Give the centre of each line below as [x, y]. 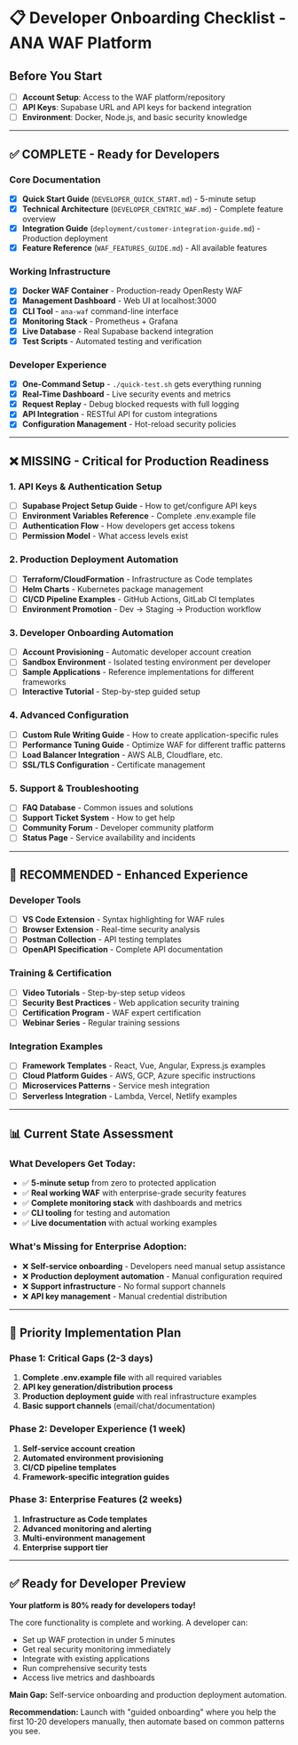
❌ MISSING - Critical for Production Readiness [139, 461]
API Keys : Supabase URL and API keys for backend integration [137, 108]
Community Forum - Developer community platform [118, 828]
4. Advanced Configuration [69, 715]
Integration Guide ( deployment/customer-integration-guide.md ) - [141, 228]
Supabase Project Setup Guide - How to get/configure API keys [139, 506]
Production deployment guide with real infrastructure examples [139, 1396]
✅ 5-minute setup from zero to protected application [119, 1183]
